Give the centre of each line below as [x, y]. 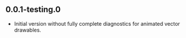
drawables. [28, 30]
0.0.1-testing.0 [33, 10]
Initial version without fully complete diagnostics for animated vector [97, 23]
